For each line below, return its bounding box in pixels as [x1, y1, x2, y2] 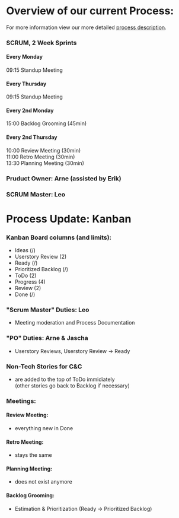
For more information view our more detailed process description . [6, 24, 167, 31]
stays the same [14, 452, 52, 459]
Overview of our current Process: [6, 4, 174, 18]
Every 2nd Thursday [6, 134, 57, 141]
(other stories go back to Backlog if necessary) [14, 382, 130, 389]
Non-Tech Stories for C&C [6, 362, 82, 370]
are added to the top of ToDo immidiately [14, 376, 115, 383]
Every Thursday [6, 80, 47, 87]
